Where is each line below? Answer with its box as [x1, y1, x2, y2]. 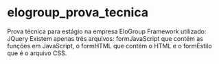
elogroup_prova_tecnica [7, 5, 149, 20]
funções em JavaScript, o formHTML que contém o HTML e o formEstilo [7, 42, 212, 50]
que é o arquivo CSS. [7, 49, 67, 57]
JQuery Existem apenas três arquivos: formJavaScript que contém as [7, 34, 204, 42]
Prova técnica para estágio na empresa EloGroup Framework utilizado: [7, 27, 207, 35]
